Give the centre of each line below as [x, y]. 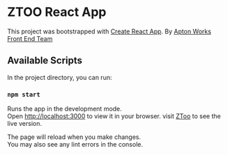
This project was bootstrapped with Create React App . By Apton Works [109, 31]
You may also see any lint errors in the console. [75, 145]
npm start [24, 94]
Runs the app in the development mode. [64, 109]
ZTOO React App [57, 12]
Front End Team [30, 38]
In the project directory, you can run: [60, 77]
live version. [24, 124]
